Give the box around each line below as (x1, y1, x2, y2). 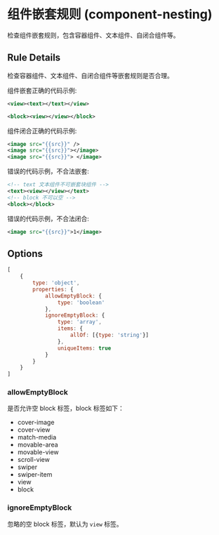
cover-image (17, 418, 55, 427)
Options (7, 247, 44, 260)
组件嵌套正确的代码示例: (7, 86, 77, 95)
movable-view (17, 448, 60, 456)
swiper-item (17, 470, 53, 479)
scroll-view (17, 456, 51, 464)
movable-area (17, 440, 58, 449)
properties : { (32, 286, 74, 293)
